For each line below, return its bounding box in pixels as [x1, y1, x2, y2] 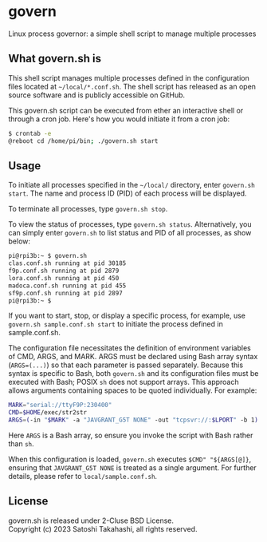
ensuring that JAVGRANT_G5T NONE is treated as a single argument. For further [8, 463, 257, 473]
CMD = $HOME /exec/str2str [8, 409, 88, 417]
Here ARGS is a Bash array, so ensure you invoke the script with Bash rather [8, 430, 253, 441]
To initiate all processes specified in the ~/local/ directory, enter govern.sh [8, 180, 255, 190]
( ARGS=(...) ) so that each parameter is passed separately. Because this [8, 360, 244, 370]
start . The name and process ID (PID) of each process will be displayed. [8, 188, 247, 198]
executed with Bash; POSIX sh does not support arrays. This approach [8, 378, 239, 387]
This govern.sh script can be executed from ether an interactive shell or [8, 105, 244, 115]
